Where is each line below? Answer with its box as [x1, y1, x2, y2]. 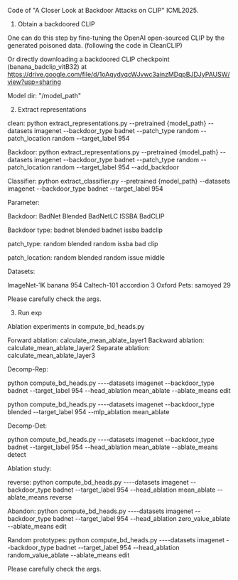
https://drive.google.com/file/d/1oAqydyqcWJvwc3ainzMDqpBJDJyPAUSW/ [7, 70, 230, 78]
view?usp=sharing [7, 78, 62, 86]
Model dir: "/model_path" [7, 92, 82, 100]
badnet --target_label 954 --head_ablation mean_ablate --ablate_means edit [7, 386, 231, 394]
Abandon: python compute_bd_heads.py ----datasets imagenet [7, 507, 194, 515]
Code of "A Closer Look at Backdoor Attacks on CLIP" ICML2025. [7, 6, 199, 14]
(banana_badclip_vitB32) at [7, 63, 87, 70]
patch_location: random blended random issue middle [7, 253, 166, 262]
